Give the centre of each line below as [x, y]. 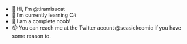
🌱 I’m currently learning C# [44, 15]
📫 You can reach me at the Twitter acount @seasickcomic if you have [96, 28]
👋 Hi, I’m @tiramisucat [38, 9]
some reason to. [31, 36]
